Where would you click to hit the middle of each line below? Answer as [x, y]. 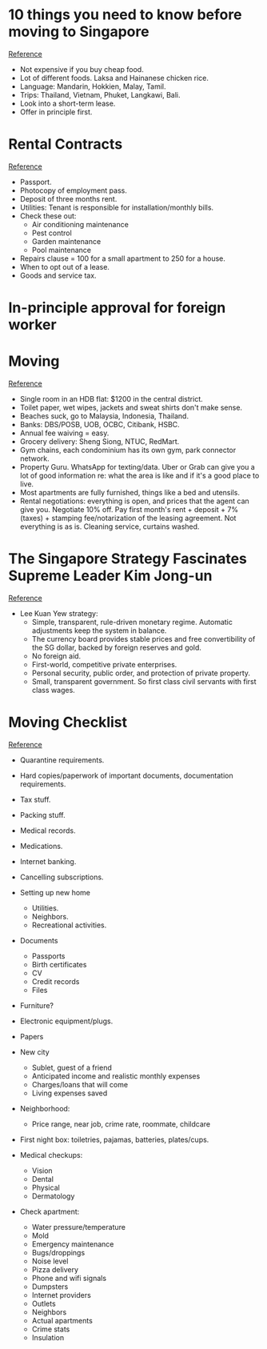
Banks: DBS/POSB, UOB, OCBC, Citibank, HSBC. [100, 424]
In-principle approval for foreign [117, 308]
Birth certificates [59, 964]
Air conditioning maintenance [80, 224]
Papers [32, 1036]
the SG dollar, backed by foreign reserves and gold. [117, 647]
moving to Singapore [79, 32]
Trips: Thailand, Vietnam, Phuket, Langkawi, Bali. [100, 94]
